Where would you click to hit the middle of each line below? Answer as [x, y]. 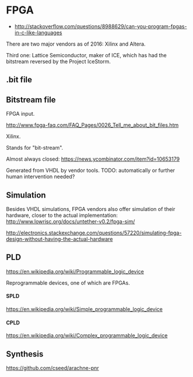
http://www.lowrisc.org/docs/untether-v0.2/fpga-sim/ [71, 221]
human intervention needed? [41, 177]
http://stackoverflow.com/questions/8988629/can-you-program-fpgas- [101, 26]
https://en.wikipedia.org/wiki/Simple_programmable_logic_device [85, 309]
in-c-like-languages [38, 32]
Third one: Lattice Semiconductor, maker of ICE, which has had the [87, 55]
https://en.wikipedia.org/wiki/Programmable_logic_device [75, 271]
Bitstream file [31, 100]
